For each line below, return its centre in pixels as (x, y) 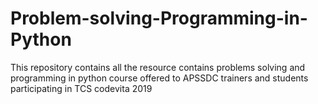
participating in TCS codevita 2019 (81, 88)
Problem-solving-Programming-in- (159, 18)
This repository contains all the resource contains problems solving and (158, 67)
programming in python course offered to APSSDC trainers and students (159, 78)
